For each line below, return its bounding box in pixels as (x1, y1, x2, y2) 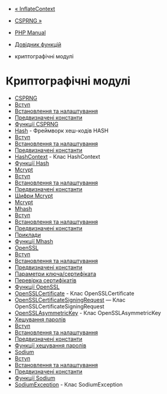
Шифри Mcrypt (14, 192, 53, 199)
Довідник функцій (14, 41, 62, 48)
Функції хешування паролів (14, 341, 87, 349)
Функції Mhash (14, 237, 53, 244)
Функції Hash (14, 159, 50, 167)
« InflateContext (14, 6, 56, 12)
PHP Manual (14, 29, 46, 36)
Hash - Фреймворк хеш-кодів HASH (14, 127, 109, 134)
